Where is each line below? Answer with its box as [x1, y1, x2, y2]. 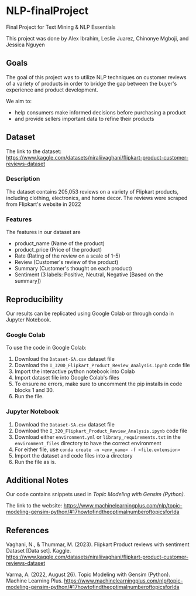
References [6, 525, 49, 535]
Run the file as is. [14, 458, 57, 465]
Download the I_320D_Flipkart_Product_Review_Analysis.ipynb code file [14, 362, 190, 369]
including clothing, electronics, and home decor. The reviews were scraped [6, 194, 188, 201]
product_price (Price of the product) [14, 246, 102, 253]
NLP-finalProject [6, 4, 89, 18]
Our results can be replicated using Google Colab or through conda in [6, 310, 174, 317]
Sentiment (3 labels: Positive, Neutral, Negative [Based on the [14, 271, 164, 278]
